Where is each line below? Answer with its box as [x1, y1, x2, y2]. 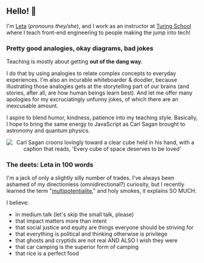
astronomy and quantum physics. [6, 127, 90, 134]
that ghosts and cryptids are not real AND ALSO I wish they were [15, 237, 178, 244]
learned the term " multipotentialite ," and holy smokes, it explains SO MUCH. [6, 187, 197, 195]
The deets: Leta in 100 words [6, 160, 94, 169]
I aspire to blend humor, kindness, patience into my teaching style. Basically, [6, 114, 198, 121]
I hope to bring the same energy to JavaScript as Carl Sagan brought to [6, 120, 186, 128]
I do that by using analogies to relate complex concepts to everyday [6, 70, 177, 77]
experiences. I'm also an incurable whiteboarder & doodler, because [6, 76, 178, 84]
